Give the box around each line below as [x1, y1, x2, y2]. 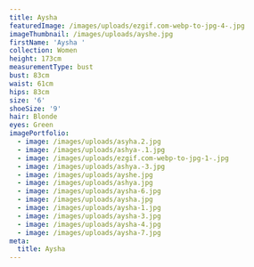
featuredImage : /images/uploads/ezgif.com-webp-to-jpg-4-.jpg [9, 21, 245, 30]
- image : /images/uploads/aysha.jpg [17, 195, 153, 205]
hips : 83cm [9, 87, 50, 96]
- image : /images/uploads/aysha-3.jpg [17, 211, 162, 221]
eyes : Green [9, 121, 53, 130]
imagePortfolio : [9, 129, 70, 138]
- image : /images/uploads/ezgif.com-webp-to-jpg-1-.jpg [17, 153, 229, 163]
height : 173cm [9, 54, 62, 63]
